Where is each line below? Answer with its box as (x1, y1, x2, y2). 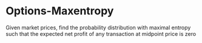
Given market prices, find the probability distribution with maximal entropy (5, 24, 191, 31)
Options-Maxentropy (5, 4, 114, 18)
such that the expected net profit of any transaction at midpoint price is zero (5, 30, 197, 37)
